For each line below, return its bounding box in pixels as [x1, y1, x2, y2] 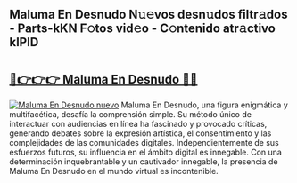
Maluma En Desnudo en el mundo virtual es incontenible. [9, 166, 219, 176]
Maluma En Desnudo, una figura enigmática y [120, 99, 288, 110]
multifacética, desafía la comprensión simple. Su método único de [9, 109, 252, 119]
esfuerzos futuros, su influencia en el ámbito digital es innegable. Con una [9, 147, 283, 157]
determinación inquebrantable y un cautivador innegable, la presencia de [9, 156, 278, 167]
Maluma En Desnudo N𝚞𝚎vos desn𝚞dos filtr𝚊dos [9, 7, 288, 22]
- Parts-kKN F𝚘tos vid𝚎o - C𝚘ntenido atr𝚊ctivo [9, 21, 276, 36]
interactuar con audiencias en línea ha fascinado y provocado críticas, [9, 119, 268, 129]
